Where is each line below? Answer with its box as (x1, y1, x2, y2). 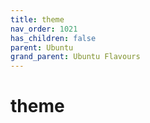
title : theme (10, 14, 65, 25)
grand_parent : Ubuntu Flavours (10, 52, 141, 62)
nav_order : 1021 (10, 24, 78, 34)
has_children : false (10, 33, 97, 43)
